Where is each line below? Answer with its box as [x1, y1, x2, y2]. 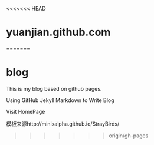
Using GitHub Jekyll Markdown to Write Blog [6, 97, 114, 104]
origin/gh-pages [109, 132, 149, 139]
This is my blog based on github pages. [6, 85, 102, 92]
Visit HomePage [6, 108, 45, 115]
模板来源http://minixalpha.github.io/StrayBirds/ [6, 120, 120, 127]
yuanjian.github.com [6, 26, 111, 39]
